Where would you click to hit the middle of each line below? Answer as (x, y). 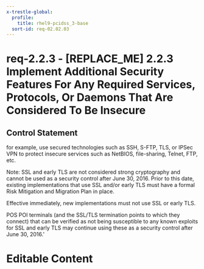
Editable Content (50, 259)
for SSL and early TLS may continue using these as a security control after (100, 228)
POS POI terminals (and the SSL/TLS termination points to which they (93, 215)
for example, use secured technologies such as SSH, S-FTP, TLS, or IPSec (100, 148)
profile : (23, 18)
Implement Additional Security (85, 72)
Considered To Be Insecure (76, 111)
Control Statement (42, 133)
